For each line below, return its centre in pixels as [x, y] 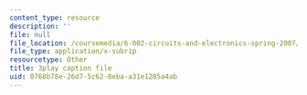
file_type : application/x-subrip [73, 52]
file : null [30, 34]
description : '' [40, 26]
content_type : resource [55, 18]
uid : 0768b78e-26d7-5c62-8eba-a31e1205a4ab [94, 77]
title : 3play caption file [61, 69]
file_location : [38, 43]
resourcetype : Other [49, 60]
